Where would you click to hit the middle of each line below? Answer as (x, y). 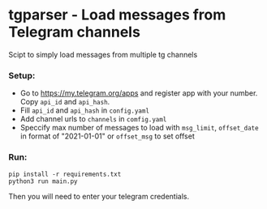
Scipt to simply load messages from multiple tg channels (103, 54)
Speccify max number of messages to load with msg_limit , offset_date (139, 128)
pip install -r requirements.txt (65, 174)
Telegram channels (74, 32)
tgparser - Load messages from (117, 15)
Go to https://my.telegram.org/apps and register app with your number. (139, 93)
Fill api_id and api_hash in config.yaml (85, 110)
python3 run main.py (43, 181)
